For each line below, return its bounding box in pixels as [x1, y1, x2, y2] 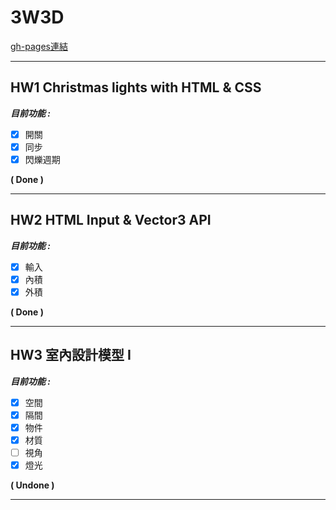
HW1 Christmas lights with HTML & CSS [10, 79, 262, 96]
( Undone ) [10, 479, 55, 491]
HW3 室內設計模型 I [10, 347, 132, 364]
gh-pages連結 [10, 40, 69, 52]
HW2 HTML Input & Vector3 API [10, 212, 212, 229]
